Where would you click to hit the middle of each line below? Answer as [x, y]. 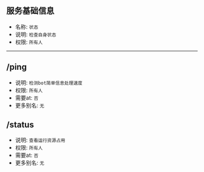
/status [20, 125]
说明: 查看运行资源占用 [40, 140]
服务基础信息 [30, 11]
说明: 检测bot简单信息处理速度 [49, 82]
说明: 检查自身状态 [36, 34]
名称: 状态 [26, 27]
